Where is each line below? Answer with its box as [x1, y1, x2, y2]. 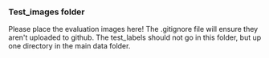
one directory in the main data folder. [8, 41, 131, 51]
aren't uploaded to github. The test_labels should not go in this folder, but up [8, 33, 262, 42]
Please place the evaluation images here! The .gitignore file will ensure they [8, 25, 259, 34]
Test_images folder [8, 6, 85, 17]
